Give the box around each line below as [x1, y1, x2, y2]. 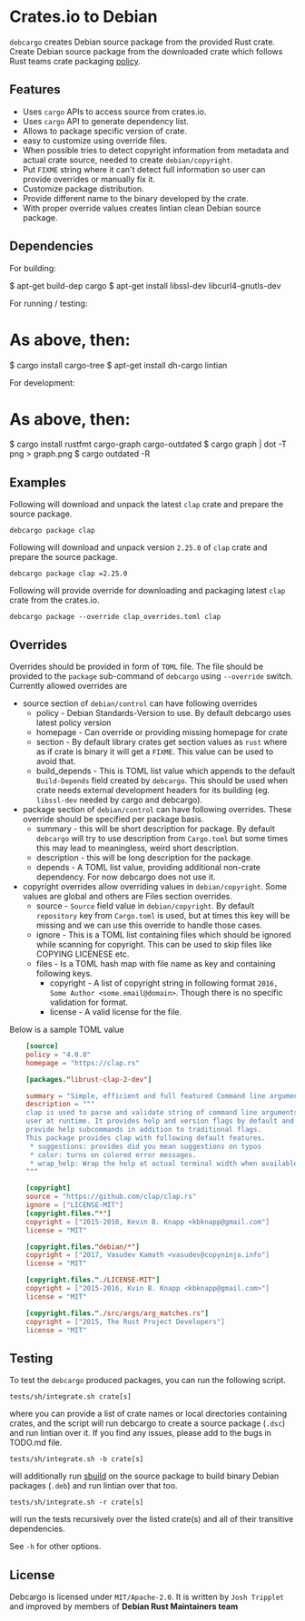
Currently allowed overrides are [9, 681, 128, 692]
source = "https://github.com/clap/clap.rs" [25, 1192, 197, 1202]
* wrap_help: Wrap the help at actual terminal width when [29, 1159, 258, 1168]
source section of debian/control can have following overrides [22, 698, 258, 709]
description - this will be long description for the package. [35, 852, 253, 863]
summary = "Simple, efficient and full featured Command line [25, 1091, 266, 1100]
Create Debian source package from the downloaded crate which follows [9, 45, 283, 56]
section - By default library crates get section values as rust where [35, 737, 288, 748]
